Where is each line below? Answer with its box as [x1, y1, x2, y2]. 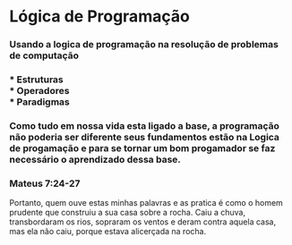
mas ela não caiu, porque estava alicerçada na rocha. [9, 226, 207, 237]
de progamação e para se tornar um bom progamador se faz [9, 141, 276, 154]
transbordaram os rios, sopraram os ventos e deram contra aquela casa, [9, 216, 276, 227]
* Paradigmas [9, 96, 70, 108]
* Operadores [9, 85, 70, 97]
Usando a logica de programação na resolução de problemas [9, 38, 279, 51]
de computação [9, 49, 79, 62]
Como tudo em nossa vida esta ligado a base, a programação [9, 119, 280, 131]
